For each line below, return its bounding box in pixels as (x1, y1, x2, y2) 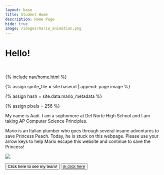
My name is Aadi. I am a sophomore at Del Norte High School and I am (5, 113, 150, 119)
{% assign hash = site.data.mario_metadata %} (5, 93, 102, 99)
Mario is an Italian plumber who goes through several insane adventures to (5, 128, 159, 134)
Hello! (5, 48, 30, 59)
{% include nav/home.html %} (5, 74, 67, 80)
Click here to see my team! (7, 164, 57, 169)
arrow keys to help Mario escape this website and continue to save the (5, 138, 151, 144)
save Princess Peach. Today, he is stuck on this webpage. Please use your (5, 133, 159, 139)
